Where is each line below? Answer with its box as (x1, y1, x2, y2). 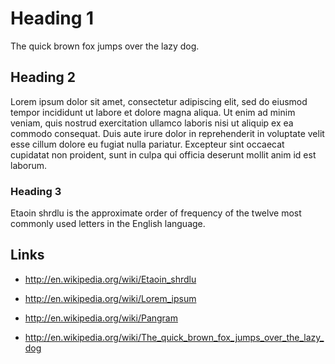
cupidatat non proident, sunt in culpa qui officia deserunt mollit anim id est (10, 148, 317, 161)
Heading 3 (10, 184, 62, 198)
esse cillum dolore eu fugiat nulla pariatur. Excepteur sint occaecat (10, 138, 285, 150)
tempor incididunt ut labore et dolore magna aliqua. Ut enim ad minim (10, 106, 296, 118)
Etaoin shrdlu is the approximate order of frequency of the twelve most (10, 207, 302, 219)
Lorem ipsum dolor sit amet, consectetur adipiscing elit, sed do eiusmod (10, 95, 308, 107)
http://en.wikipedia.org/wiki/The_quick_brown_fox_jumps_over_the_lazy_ (24, 331, 325, 343)
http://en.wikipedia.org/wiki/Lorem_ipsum (24, 292, 197, 304)
